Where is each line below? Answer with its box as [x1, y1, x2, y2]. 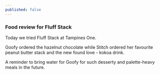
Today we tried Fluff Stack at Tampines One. [5, 35, 96, 40]
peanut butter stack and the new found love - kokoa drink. [5, 49, 125, 55]
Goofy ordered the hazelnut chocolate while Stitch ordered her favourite [5, 44, 154, 50]
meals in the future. [5, 64, 45, 70]
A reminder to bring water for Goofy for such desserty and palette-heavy [5, 59, 155, 65]
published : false [5, 7, 41, 12]
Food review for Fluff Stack [5, 23, 72, 30]
